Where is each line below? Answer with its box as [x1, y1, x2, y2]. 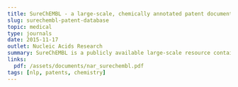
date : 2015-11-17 [7, 36, 59, 43]
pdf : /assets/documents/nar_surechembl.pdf [13, 62, 144, 69]
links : [7, 56, 27, 63]
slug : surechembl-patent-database [7, 17, 110, 24]
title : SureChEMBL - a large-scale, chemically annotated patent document [7, 10, 233, 18]
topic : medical [7, 23, 52, 30]
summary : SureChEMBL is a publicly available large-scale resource [7, 50, 211, 57]
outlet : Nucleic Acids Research [7, 43, 103, 50]
